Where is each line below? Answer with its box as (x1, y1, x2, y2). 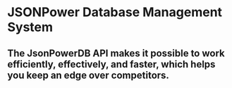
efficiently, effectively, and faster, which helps (7, 58, 216, 70)
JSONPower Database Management (7, 4, 223, 20)
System (7, 19, 54, 35)
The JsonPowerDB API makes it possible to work (7, 47, 225, 59)
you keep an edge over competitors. (7, 69, 169, 81)
